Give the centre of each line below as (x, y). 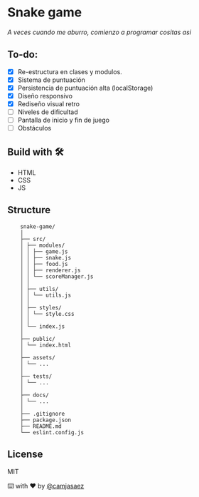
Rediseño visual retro (49, 104)
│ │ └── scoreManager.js (57, 276)
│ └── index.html (46, 345)
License (25, 455)
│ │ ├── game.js (44, 251)
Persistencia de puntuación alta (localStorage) (85, 88)
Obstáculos (34, 128)
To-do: (23, 55)
